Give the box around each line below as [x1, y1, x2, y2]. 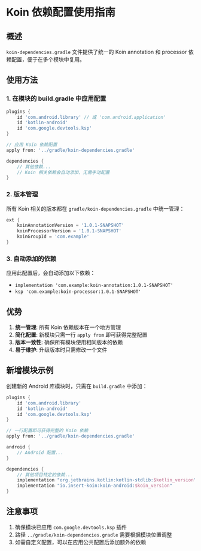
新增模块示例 [6, 366, 54, 376]
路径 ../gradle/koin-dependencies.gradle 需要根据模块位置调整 [14, 531, 172, 538]
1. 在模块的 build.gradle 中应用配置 [6, 94, 106, 103]
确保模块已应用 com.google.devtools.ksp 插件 [14, 523, 127, 531]
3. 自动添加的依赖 [6, 254, 57, 263]
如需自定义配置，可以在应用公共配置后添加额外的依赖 [14, 538, 147, 546]
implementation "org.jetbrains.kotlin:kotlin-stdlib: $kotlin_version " [17, 477, 197, 483]
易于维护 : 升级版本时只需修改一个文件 [14, 346, 108, 354]
